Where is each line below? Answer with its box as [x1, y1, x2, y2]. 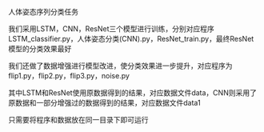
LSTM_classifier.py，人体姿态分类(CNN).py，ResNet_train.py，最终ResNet [8, 34, 254, 43]
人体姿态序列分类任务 [8, 7, 78, 16]
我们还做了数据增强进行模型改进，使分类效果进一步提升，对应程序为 [8, 61, 233, 70]
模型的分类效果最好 [8, 44, 72, 54]
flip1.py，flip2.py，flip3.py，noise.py [8, 71, 130, 80]
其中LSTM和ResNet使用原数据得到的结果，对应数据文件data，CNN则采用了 [8, 88, 258, 98]
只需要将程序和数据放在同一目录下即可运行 [8, 115, 149, 124]
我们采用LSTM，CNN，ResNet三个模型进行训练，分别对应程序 [8, 24, 214, 34]
